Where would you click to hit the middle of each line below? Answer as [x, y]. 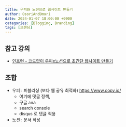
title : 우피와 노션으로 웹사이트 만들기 [39, 9]
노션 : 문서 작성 [26, 120]
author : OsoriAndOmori [28, 14]
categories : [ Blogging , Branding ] [40, 23]
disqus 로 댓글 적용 [37, 113]
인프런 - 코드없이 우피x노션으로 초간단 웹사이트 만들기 [63, 61]
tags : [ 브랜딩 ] [19, 28]
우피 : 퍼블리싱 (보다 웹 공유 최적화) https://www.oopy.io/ [67, 90]
